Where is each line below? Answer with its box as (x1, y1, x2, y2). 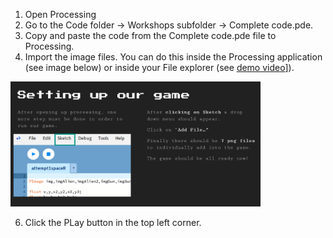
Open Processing (24, 9, 97, 20)
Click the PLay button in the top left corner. (24, 217, 202, 228)
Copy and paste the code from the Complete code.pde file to (24, 30, 277, 41)
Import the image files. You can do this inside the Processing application (24, 51, 323, 63)
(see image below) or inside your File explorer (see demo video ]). (24, 62, 295, 73)
